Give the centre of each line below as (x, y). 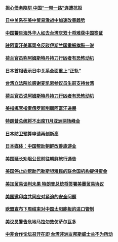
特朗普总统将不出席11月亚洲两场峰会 (43, 121)
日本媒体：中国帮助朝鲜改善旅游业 (41, 146)
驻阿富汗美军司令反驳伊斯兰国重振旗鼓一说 (50, 45)
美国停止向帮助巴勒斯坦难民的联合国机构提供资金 (56, 171)
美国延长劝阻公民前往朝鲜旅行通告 (41, 159)
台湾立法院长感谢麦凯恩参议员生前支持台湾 (50, 83)
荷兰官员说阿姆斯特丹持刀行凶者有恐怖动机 (50, 96)
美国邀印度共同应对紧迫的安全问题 (41, 196)
